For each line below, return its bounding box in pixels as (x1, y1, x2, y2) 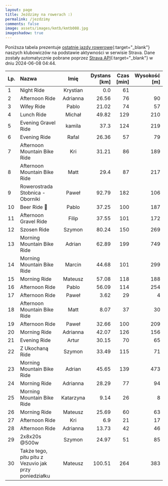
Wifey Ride (19, 103, 46, 110)
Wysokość (134, 72, 160, 79)
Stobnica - (19, 189, 46, 196)
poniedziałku (19, 472, 50, 479)
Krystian (63, 87, 83, 93)
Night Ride (19, 87, 45, 93)
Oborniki (19, 195, 40, 202)
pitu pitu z (19, 453, 43, 460)
